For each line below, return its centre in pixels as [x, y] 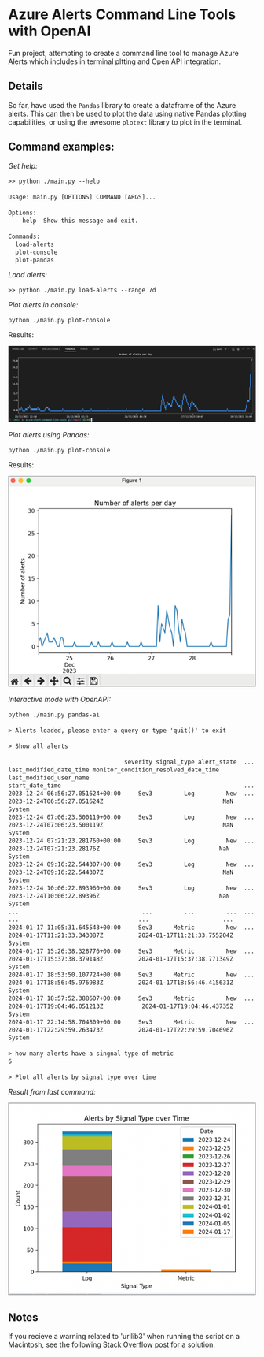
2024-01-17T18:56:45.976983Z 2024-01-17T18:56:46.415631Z [121, 983]
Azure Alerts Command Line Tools [122, 15]
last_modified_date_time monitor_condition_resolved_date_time [114, 770]
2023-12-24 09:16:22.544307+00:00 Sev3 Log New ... [132, 864]
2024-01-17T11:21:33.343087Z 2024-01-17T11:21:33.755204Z [121, 935]
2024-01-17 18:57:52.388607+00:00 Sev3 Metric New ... [132, 998]
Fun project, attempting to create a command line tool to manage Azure [124, 53]
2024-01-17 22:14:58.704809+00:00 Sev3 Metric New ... [132, 1022]
